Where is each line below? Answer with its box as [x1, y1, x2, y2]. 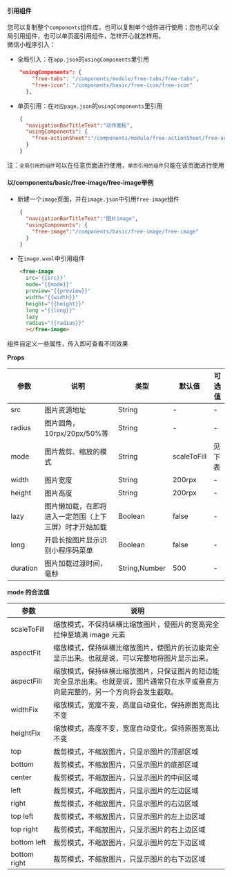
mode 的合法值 [7, 588, 50, 596]
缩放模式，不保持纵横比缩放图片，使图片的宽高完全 [53, 620, 220, 630]
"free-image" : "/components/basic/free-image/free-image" [32, 228, 199, 235]
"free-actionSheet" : [32, 135, 91, 142]
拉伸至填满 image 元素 [53, 630, 126, 640]
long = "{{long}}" [25, 307, 76, 314]
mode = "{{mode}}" [25, 281, 72, 288]
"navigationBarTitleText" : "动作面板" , [25, 122, 133, 129]
